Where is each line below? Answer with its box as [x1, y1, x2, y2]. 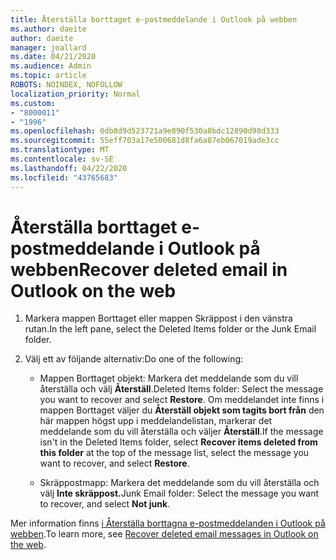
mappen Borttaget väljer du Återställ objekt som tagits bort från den [39, 404, 325, 416]
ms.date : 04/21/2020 [10, 52, 97, 62]
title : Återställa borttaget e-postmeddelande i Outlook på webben [10, 14, 298, 25]
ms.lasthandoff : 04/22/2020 [10, 163, 128, 173]
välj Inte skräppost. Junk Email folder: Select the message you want [39, 487, 320, 500]
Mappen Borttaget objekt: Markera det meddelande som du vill [39, 372, 299, 385]
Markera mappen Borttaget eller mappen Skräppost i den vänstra [24, 312, 293, 325]
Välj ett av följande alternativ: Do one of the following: [24, 353, 244, 365]
